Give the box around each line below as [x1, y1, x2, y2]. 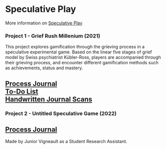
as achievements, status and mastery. [5, 65, 83, 71]
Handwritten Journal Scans [5, 95, 92, 103]
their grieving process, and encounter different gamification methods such [5, 60, 158, 66]
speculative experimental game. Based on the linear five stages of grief [5, 49, 152, 55]
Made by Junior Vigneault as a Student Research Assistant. [5, 139, 127, 145]
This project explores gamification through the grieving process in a [5, 44, 145, 50]
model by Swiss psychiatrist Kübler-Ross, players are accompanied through [5, 54, 161, 60]
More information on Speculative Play [5, 20, 82, 26]
